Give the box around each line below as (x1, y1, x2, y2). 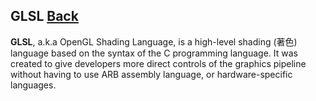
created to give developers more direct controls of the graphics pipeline (10, 57, 307, 69)
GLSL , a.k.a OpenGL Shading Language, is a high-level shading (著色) (10, 35, 298, 48)
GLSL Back (10, 8, 79, 25)
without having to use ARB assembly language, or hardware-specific (10, 68, 293, 80)
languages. (10, 79, 57, 91)
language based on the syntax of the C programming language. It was (10, 47, 298, 59)
